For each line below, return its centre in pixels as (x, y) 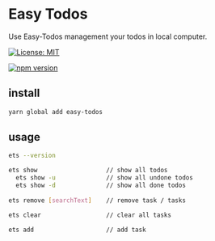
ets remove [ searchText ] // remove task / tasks (97, 200)
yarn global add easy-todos (56, 112)
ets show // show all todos (88, 171)
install (24, 93)
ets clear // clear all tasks (90, 215)
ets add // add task (78, 230)
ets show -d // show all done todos (101, 186)
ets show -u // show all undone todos (105, 178)
